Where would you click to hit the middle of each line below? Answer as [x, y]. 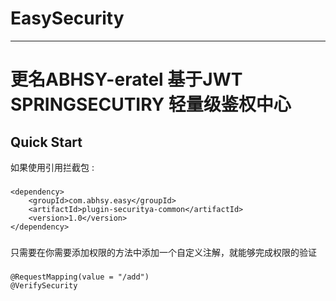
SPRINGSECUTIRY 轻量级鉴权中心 [151, 104]
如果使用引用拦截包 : [52, 167]
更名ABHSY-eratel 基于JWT [126, 79]
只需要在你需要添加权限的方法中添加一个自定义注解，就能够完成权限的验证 [163, 252]
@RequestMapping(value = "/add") [80, 277]
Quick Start [46, 142]
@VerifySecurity [44, 285]
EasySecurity [67, 18]
